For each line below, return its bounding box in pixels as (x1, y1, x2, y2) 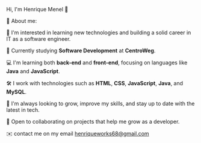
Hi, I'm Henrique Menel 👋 (6, 6, 69, 13)
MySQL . (6, 88, 27, 96)
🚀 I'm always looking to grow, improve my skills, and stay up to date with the (6, 100, 195, 107)
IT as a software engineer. (6, 35, 71, 42)
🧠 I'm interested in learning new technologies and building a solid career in (6, 29, 191, 36)
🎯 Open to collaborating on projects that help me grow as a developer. (6, 118, 180, 125)
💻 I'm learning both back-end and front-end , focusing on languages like (6, 59, 188, 66)
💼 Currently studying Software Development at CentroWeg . (6, 47, 156, 54)
